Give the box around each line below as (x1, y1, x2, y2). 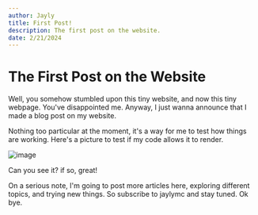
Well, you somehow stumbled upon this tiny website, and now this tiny (8, 94, 237, 104)
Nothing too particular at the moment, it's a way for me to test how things (8, 126, 247, 136)
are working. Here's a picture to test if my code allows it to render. (8, 135, 224, 144)
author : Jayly (8, 11, 55, 20)
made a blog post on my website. (8, 111, 117, 121)
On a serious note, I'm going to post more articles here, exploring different (8, 181, 250, 190)
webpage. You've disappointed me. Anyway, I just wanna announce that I (8, 102, 247, 112)
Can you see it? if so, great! (8, 166, 97, 175)
